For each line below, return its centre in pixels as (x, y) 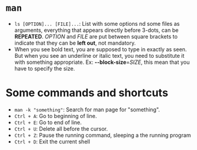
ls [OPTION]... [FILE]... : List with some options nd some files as (97, 23)
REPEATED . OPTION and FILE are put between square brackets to (96, 36)
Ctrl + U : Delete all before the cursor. (61, 128)
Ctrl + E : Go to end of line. (48, 122)
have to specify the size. (45, 68)
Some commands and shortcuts (87, 93)
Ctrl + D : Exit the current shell (52, 142)
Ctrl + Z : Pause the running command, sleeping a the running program (103, 135)
